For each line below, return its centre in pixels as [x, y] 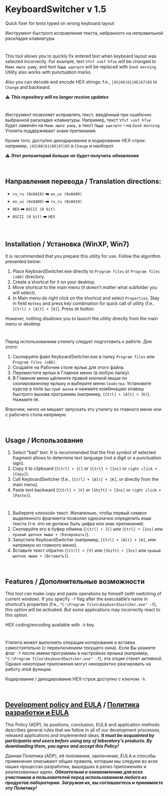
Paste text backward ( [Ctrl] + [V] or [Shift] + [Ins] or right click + [87, 489]
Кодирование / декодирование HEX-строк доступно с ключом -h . [76, 679]
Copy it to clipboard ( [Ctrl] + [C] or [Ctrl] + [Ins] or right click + [85, 468]
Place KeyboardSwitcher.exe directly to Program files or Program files [86, 271]
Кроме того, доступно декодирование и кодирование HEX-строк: [76, 141]
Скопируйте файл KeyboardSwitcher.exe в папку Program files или [83, 357]
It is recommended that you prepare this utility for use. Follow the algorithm [83, 256]
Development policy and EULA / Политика [72, 705]
